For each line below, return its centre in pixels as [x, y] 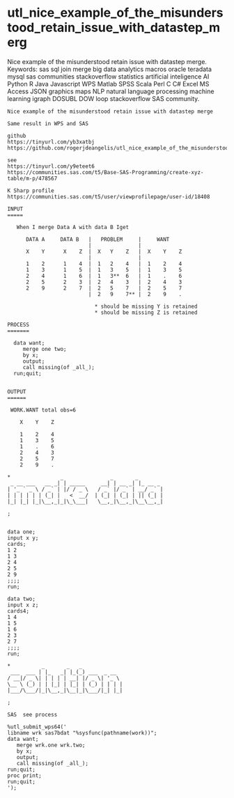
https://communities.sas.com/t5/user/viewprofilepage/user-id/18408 [109, 196]
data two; [22, 599]
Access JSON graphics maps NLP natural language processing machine [111, 91]
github [17, 136]
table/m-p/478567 [32, 178]
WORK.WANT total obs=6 [43, 410]
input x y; [23, 538]
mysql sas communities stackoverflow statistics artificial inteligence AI [108, 76]
